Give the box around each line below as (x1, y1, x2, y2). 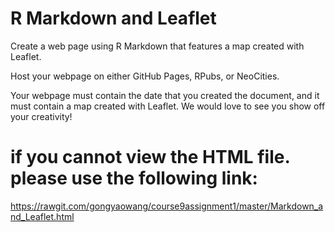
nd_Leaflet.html (10, 210, 75, 222)
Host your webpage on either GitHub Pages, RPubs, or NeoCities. (10, 70, 280, 82)
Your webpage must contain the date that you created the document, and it (10, 89, 320, 101)
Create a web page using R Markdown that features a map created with (10, 40, 305, 52)
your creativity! (10, 110, 73, 122)
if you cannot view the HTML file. (10, 146, 290, 169)
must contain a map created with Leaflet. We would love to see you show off (10, 100, 326, 112)
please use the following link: (10, 167, 258, 190)
